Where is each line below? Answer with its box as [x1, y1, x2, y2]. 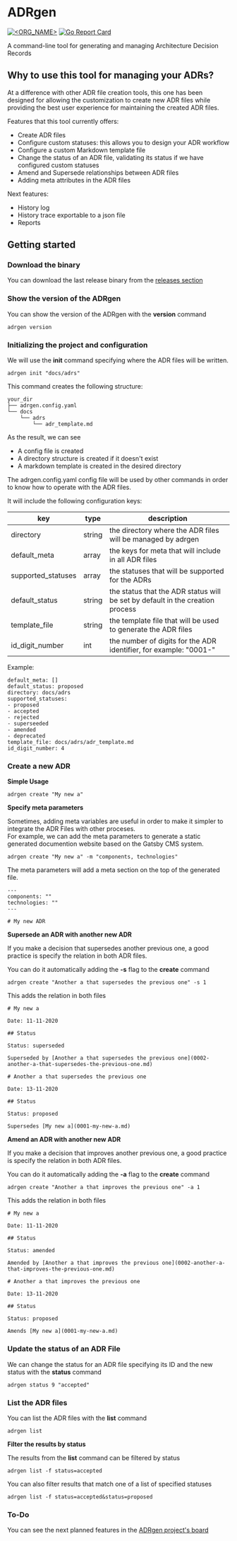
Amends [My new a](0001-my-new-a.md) [7, 1328, 119, 1335]
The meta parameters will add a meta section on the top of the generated [7, 866, 220, 874]
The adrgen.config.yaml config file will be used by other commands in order [7, 476, 229, 484]
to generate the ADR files [109, 624, 193, 634]
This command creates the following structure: [7, 382, 143, 391]
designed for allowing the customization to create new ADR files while [7, 96, 211, 104]
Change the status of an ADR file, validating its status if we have [17, 153, 204, 161]
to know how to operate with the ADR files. [7, 483, 132, 492]
